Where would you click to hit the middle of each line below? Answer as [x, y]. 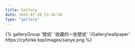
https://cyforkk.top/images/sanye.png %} [49, 40]
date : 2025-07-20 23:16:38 [34, 15]
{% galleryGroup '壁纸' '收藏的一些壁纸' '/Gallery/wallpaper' [68, 34]
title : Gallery [21, 10]
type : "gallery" [22, 19]
